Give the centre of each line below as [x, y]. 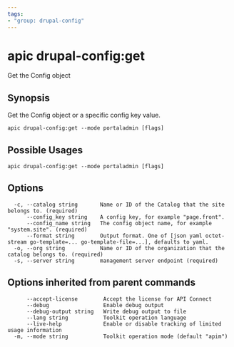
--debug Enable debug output [95, 305]
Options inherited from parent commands [102, 283]
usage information [35, 330]
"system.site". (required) [47, 229]
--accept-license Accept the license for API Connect [119, 299]
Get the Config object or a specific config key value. [84, 115]
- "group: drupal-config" [46, 21]
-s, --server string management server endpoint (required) [116, 261]
